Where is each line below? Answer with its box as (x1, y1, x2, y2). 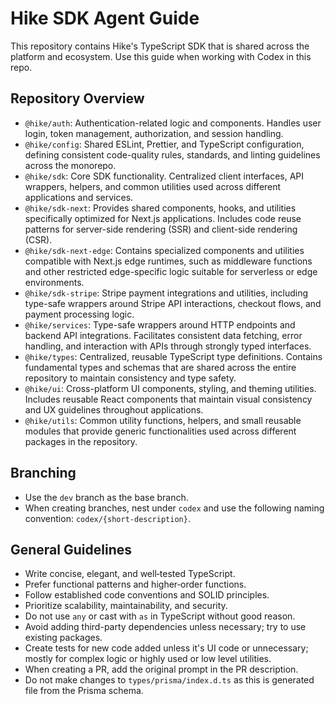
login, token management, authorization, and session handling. (24, 127, 284, 139)
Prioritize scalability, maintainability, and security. (24, 600, 228, 612)
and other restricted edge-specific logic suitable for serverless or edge (24, 265, 318, 277)
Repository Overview (10, 90, 145, 107)
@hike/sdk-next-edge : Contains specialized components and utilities (24, 244, 305, 256)
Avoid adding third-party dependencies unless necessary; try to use (24, 621, 307, 633)
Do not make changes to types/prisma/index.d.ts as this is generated (24, 674, 315, 686)
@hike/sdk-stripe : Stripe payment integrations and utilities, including (24, 287, 309, 299)
